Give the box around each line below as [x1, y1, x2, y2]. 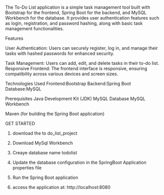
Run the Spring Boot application [12, 174, 79, 180]
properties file [12, 165, 42, 170]
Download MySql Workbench [12, 140, 73, 146]
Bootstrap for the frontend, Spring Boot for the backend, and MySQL [5, 10, 147, 16]
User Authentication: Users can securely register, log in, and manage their [5, 45, 158, 51]
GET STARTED [5, 121, 35, 126]
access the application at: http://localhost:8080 [12, 184, 111, 190]
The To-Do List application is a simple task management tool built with [5, 5, 150, 10]
